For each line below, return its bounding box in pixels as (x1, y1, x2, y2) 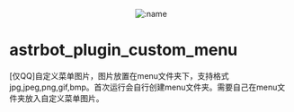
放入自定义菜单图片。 (24, 92, 104, 103)
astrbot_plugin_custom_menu (9, 40, 238, 60)
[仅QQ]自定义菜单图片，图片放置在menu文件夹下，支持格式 (9, 70, 229, 81)
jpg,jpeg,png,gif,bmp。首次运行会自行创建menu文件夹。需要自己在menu (9, 82, 278, 92)
